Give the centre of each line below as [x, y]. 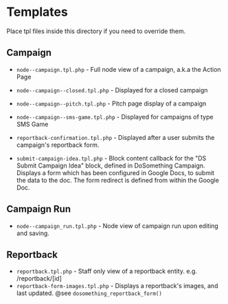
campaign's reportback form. [58, 145]
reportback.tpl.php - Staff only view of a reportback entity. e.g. [106, 271]
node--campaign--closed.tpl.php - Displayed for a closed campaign [112, 90]
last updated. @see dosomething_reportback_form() [89, 293]
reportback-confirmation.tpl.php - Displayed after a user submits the [115, 137]
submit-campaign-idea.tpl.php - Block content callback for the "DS [111, 158]
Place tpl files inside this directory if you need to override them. [96, 31]
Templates [37, 12]
